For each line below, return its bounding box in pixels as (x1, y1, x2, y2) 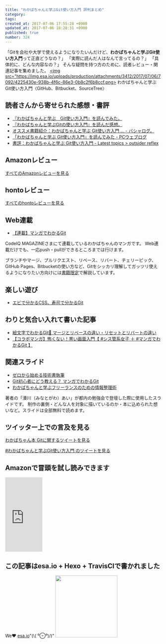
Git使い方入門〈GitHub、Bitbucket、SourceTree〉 (5, 85, 107, 91)
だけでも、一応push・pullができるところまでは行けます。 (9, 247, 126, 253)
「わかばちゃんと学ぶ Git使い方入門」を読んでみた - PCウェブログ (12, 134, 147, 140)
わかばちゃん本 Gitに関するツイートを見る (5, 437, 91, 443)
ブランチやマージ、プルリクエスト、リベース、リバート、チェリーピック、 (5, 257, 156, 263)
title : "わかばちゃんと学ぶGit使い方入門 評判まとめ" (5, 7, 105, 12)
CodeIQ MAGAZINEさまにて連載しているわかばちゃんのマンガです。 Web (5, 241, 155, 247)
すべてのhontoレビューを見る (5, 200, 64, 206)
